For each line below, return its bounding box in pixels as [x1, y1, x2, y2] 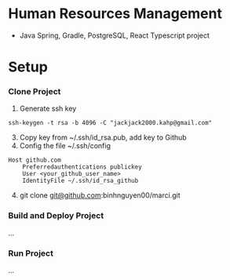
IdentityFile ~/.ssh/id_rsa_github [22, 177, 139, 185]
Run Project [8, 248, 53, 259]
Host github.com [8, 156, 61, 165]
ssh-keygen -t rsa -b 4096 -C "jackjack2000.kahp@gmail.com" [8, 119, 213, 127]
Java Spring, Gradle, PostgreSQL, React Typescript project [19, 31, 210, 40]
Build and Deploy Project [8, 210, 104, 221]
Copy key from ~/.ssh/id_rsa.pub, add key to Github [19, 133, 187, 142]
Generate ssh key [19, 104, 77, 114]
